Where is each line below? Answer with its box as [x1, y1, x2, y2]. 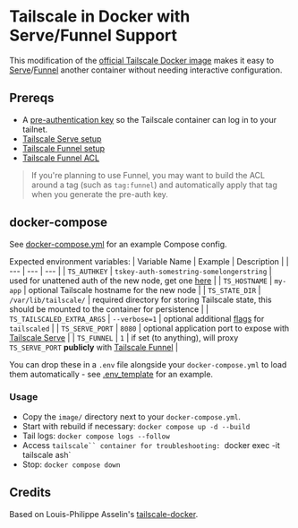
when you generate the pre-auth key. [30, 188, 168, 199]
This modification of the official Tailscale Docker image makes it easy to [9, 55, 275, 65]
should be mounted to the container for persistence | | [9, 303, 209, 315]
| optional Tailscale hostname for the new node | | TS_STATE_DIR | [23, 284, 261, 295]
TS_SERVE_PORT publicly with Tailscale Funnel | [9, 342, 179, 352]
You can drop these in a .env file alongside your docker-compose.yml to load [9, 359, 287, 369]
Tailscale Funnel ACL [21, 152, 100, 163]
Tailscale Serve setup [21, 133, 102, 144]
